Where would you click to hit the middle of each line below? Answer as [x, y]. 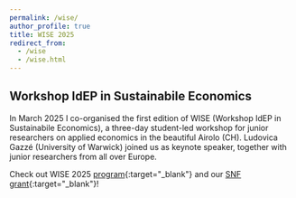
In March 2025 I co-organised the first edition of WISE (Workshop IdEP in [145, 118]
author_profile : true [50, 26]
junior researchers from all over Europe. [83, 156]
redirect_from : [38, 43]
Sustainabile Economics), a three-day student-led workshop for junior [139, 127]
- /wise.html [42, 60]
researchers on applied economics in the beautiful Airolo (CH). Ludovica [143, 137]
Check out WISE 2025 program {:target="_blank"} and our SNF [125, 174]
